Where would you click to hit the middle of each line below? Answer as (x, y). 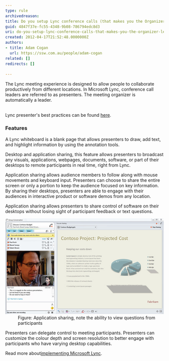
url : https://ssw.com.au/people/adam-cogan (56, 53)
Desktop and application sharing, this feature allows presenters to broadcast (84, 154)
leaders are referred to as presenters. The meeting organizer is (70, 95)
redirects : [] (20, 64)
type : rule (17, 11)
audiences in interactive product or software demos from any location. (78, 196)
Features (16, 128)
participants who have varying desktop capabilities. (59, 343)
